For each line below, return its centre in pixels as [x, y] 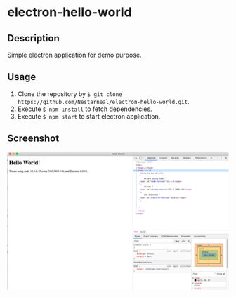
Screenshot [33, 139]
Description [33, 38]
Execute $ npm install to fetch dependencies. [85, 109]
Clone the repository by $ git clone [70, 94]
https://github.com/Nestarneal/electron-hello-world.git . [103, 101]
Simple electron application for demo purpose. [74, 55]
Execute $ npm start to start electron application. [89, 116]
